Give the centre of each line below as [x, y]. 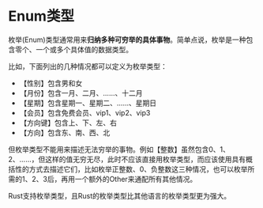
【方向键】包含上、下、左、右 [68, 123]
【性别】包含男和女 [51, 83]
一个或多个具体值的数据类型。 [84, 49]
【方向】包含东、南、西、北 [65, 132]
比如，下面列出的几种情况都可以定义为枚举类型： [88, 66]
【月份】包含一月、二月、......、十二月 [81, 93]
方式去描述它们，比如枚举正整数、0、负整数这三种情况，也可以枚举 [138, 169]
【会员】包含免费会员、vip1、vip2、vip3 [85, 112]
